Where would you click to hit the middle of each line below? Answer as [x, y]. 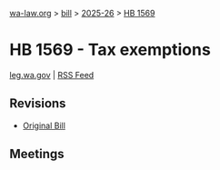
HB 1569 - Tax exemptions [110, 50]
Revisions [38, 104]
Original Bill [44, 125]
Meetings [37, 154]
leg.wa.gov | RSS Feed [52, 75]
